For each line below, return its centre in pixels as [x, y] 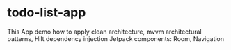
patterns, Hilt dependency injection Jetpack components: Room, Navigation [116, 38]
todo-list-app [47, 13]
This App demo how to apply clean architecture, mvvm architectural [104, 32]
